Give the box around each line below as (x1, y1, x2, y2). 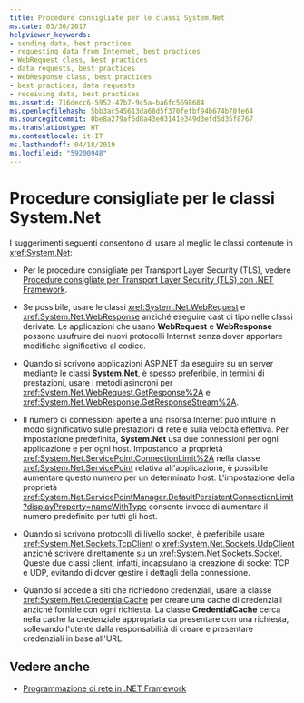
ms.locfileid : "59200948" (9, 148, 107, 157)
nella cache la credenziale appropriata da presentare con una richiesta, (22, 613, 289, 624)
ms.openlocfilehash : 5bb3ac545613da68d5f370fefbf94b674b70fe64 (9, 106, 254, 115)
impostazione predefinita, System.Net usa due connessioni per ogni (22, 433, 279, 444)
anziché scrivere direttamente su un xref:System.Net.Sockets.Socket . (22, 547, 283, 558)
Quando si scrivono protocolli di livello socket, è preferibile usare (22, 528, 265, 539)
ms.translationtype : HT (9, 124, 100, 133)
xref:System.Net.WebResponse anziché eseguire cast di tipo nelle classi (22, 311, 293, 322)
